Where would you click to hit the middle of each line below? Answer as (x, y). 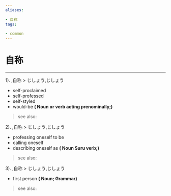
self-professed (28, 96)
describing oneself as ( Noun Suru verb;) (56, 148)
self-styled (24, 101)
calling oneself (28, 143)
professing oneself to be (38, 137)
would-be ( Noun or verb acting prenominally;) (63, 106)
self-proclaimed (29, 90)
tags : (11, 24)
